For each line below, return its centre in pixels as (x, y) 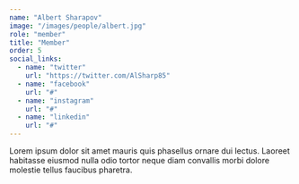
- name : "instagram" (56, 100)
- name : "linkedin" (54, 117)
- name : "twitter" (52, 68)
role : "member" (38, 34)
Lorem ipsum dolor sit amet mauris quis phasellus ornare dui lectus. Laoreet (149, 151)
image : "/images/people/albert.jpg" (78, 26)
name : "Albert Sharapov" (56, 17)
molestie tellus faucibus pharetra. (71, 170)
